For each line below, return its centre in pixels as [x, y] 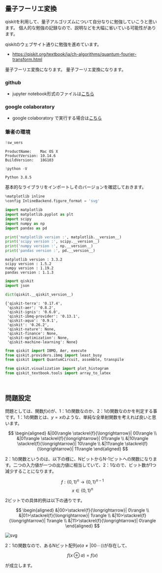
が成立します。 [20, 566]
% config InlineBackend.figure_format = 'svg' [52, 201]
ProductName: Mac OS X [31, 151]
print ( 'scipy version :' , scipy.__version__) [52, 242]
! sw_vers [14, 142]
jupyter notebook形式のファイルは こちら [53, 94]
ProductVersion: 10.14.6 [30, 156]
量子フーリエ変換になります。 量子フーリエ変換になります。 [66, 69]
